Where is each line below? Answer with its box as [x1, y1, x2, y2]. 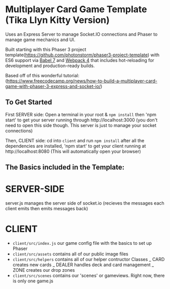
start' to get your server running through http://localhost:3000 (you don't [5, 117, 158, 123]
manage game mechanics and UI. [5, 37, 76, 43]
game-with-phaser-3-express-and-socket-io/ [5, 83, 101, 89]
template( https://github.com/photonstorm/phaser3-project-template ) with [5, 52, 160, 58]
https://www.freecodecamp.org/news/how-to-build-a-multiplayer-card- [7, 78, 157, 84]
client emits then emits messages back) [5, 206, 88, 212]
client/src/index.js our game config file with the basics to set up [12, 240, 152, 246]
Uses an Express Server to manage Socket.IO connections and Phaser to [5, 31, 158, 37]
